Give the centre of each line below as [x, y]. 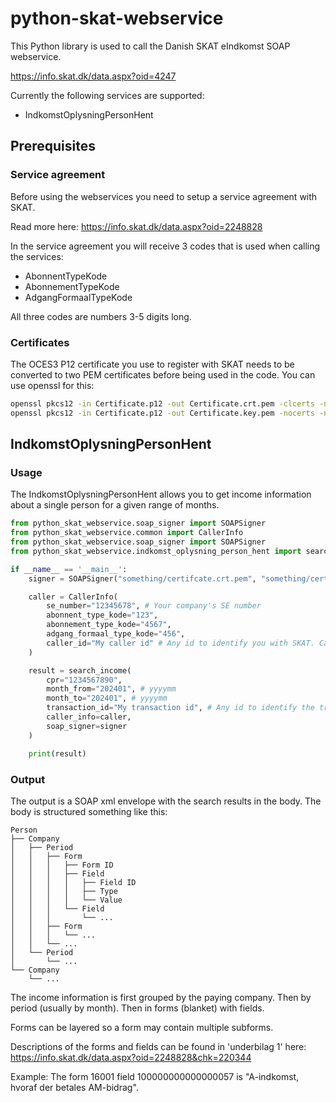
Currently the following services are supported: [107, 95]
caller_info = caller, [89, 717]
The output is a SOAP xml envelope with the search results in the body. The [166, 801]
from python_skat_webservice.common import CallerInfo [127, 533]
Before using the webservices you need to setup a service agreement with [164, 196]
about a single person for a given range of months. [115, 505]
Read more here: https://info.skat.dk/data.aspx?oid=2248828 [136, 226]
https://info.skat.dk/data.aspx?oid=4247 [93, 76]
